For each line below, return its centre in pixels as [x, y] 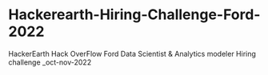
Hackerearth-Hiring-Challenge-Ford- [134, 15]
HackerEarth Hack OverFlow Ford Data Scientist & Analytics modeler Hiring [132, 53]
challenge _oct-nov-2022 [50, 62]
